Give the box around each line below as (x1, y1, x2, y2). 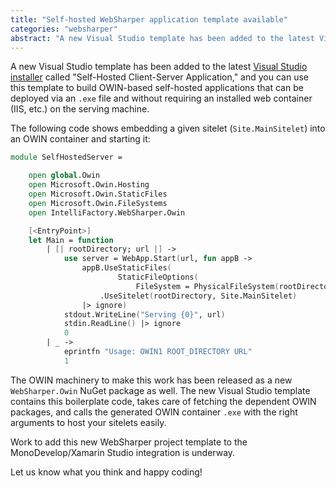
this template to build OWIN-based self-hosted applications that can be (10, 82, 304, 94)
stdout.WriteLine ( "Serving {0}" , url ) (63, 309, 226, 320)
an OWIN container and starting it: (10, 133, 151, 145)
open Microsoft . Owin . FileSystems (28, 198, 168, 208)
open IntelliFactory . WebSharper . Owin (28, 207, 186, 218)
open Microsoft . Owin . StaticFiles (28, 189, 168, 199)
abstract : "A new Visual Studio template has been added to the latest (10, 33, 315, 43)
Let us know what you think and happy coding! (10, 466, 203, 478)
